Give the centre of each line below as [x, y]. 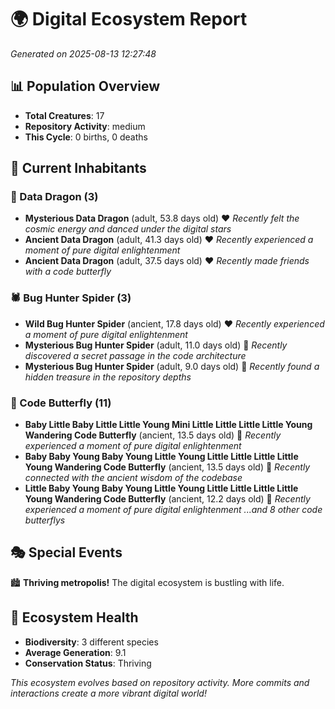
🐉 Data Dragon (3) [54, 197]
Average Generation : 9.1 [75, 652]
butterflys [45, 520]
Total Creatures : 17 [64, 115]
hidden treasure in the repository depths [108, 377]
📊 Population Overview [85, 86]
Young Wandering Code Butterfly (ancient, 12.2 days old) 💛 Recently [167, 499]
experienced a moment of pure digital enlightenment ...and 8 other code [173, 510]
